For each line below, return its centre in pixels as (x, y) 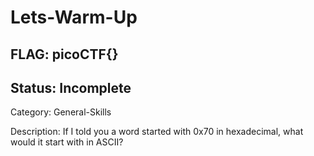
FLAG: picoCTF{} (64, 54)
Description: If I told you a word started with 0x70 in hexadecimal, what (157, 132)
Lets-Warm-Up (74, 17)
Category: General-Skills (61, 112)
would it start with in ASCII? (67, 142)
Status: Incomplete (71, 87)
